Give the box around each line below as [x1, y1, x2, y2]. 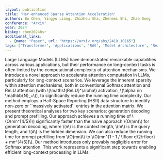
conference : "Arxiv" [5, 20, 47, 26]
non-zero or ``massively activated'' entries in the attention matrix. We [5, 103, 144, 109]
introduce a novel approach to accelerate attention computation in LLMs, [5, 72, 150, 78]
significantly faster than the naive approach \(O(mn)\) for [35, 118, 149, 124]
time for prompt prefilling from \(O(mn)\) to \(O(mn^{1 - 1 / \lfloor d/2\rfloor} [5, 134, 155, 140]
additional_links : [5, 34, 42, 39]
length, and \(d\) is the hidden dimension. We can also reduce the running [5, 128, 153, 134]
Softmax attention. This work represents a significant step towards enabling [5, 144, 156, 150]
